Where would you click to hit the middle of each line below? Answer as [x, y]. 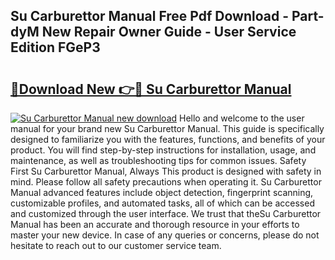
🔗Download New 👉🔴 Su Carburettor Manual [151, 89]
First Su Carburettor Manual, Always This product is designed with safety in [166, 171]
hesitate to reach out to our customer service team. [116, 245]
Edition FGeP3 [55, 47]
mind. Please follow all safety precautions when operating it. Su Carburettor [166, 182]
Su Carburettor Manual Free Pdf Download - [150, 16]
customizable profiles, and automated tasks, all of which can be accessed [162, 203]
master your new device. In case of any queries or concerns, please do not [165, 235]
